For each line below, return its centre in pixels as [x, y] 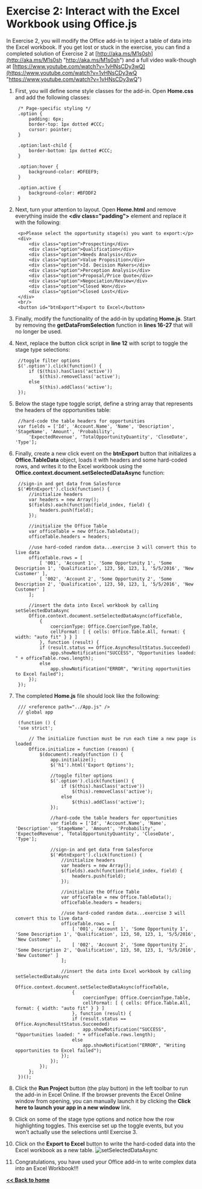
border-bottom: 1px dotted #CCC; [71, 150]
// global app [36, 712]
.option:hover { [38, 166]
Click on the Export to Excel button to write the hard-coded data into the [105, 1144]
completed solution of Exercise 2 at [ [52, 53]
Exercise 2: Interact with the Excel [93, 11]
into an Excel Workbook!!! [47, 1168]
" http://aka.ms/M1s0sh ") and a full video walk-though [130, 60]
